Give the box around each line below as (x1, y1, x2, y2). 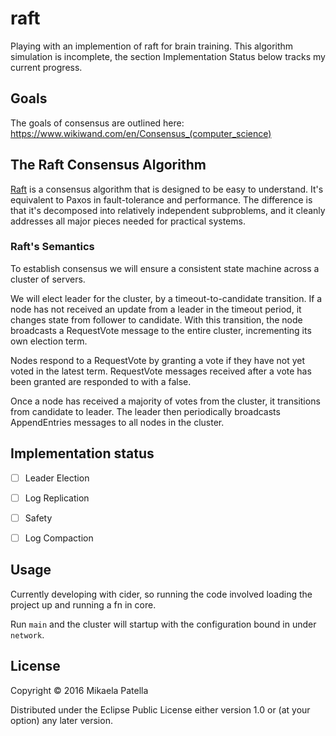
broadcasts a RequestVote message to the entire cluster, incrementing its (10, 324, 312, 336)
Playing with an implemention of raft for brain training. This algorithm (10, 40, 294, 52)
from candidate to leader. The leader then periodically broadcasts (10, 405, 281, 417)
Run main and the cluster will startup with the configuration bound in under (10, 618, 317, 630)
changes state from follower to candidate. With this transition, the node (10, 313, 303, 326)
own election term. (10, 335, 88, 347)
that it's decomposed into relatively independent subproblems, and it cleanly (10, 204, 326, 216)
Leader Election (24, 472, 90, 484)
